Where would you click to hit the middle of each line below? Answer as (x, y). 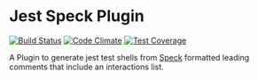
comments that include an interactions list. (86, 67)
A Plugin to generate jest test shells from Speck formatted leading (129, 57)
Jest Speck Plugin (77, 16)
